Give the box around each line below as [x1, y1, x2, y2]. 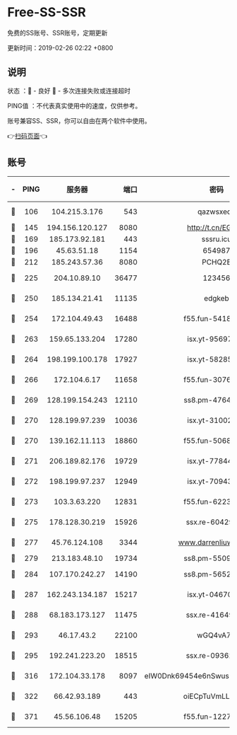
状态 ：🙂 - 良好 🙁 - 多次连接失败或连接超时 [7, 86, 130, 95]
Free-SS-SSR [7, 4, 86, 21]
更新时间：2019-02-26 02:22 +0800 [7, 43, 114, 52]
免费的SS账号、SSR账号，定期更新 [7, 28, 108, 37]
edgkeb [204, 293, 229, 303]
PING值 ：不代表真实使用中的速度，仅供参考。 [7, 101, 142, 110]
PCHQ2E [202, 257, 231, 267]
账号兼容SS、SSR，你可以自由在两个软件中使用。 [7, 116, 151, 125]
